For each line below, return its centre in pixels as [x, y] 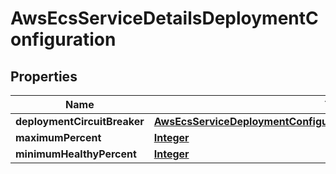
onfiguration [63, 39]
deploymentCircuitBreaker [80, 121]
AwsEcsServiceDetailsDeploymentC [164, 18]
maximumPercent [58, 137]
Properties [44, 76]
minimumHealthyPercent [76, 154]
